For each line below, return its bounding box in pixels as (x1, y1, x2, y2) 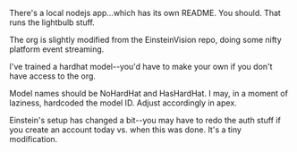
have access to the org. (9, 71, 97, 81)
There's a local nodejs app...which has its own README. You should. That (9, 8, 282, 18)
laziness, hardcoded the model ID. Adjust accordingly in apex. (9, 97, 237, 108)
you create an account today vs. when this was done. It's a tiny (9, 124, 242, 135)
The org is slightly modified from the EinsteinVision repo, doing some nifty (9, 35, 282, 45)
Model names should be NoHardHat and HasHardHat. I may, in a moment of (9, 89, 289, 98)
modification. (9, 134, 58, 144)
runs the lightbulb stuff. (9, 17, 96, 28)
